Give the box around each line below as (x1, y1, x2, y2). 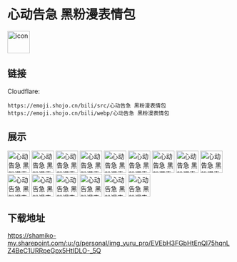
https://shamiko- (7, 231, 56, 240)
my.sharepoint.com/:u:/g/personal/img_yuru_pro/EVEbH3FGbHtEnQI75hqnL (7, 239, 230, 248)
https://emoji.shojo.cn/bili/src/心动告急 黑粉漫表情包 (7, 102, 166, 109)
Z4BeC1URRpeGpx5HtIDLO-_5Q (7, 246, 101, 255)
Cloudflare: (7, 87, 41, 95)
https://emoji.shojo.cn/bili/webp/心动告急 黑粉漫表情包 (7, 110, 170, 117)
